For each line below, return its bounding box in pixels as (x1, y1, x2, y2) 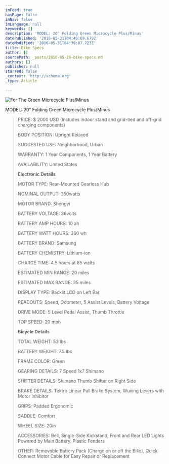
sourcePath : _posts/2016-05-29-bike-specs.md (5, 54, 103, 60)
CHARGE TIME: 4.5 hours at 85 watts (17, 260, 95, 266)
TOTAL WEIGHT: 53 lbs (17, 338, 66, 345)
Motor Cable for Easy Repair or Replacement (36, 453, 130, 459)
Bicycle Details (17, 328, 50, 334)
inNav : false (5, 17, 33, 22)
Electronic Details (17, 171, 56, 177)
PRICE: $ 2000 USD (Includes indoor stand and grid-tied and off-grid (17, 116, 162, 122)
